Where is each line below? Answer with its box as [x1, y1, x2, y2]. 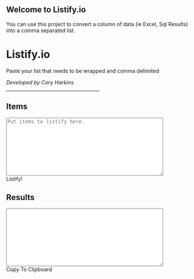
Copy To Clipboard [6, 266, 52, 273]
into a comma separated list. [6, 27, 76, 34]
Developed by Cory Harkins [6, 78, 74, 85]
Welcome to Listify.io [6, 5, 86, 15]
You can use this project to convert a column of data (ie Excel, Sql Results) [6, 20, 189, 27]
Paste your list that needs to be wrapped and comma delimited [6, 67, 160, 74]
